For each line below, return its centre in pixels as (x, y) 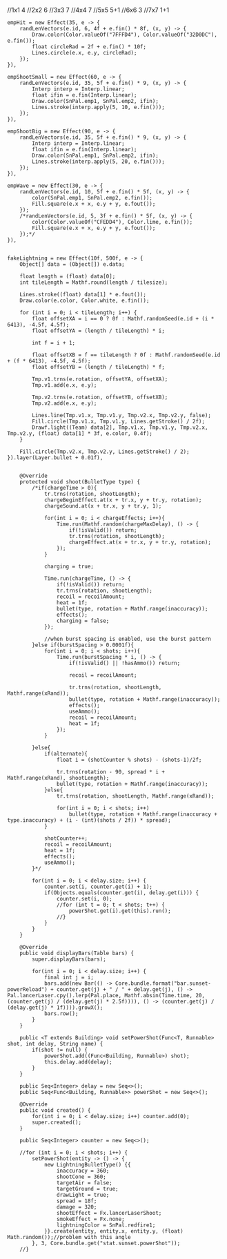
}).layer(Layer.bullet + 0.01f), (55, 458)
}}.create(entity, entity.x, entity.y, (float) (114, 1231)
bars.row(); (61, 1014)
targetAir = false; (84, 1183)
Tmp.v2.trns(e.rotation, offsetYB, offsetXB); (100, 397)
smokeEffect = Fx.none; (91, 1219)
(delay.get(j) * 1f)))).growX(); (55, 1008)
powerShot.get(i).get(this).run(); (120, 911)
